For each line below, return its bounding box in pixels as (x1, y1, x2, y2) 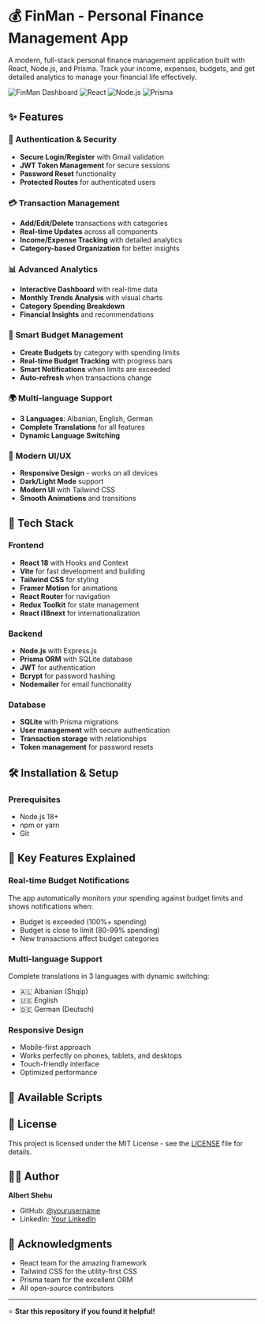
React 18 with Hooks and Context (19, 558, 129, 567)
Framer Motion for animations (19, 583, 118, 592)
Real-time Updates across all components (19, 227, 159, 236)
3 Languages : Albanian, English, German (19, 413, 154, 423)
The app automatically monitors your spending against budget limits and (8, 893, 243, 902)
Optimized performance (19, 1068, 98, 1078)
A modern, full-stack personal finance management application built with (8, 55, 245, 65)
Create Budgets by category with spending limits (19, 348, 180, 357)
